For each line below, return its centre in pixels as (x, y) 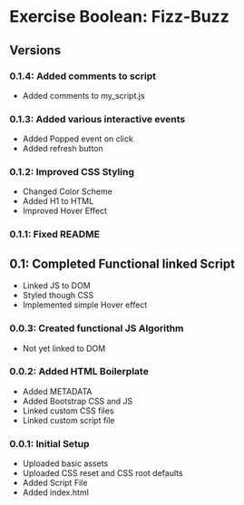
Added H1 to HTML (58, 201)
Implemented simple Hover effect (85, 305)
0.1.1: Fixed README (54, 235)
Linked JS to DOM (56, 286)
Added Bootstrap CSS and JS (78, 401)
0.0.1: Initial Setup (49, 443)
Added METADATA (57, 391)
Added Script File (55, 483)
